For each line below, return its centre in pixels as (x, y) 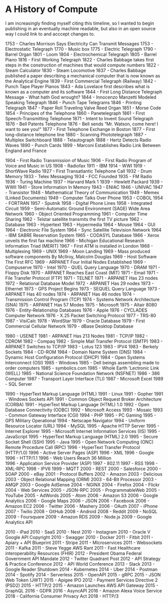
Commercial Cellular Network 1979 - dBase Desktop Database (69, 326)
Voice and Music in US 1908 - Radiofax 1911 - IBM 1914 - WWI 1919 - (75, 166)
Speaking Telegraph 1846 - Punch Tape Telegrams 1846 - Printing (73, 102)
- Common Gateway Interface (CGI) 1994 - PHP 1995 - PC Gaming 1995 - (81, 415)
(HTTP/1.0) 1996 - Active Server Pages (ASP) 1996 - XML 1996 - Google (79, 452)
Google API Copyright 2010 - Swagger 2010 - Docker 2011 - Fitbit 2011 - (79, 537)
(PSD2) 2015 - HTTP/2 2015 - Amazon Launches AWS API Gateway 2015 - (82, 585)
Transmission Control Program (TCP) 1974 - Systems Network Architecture (82, 299)
